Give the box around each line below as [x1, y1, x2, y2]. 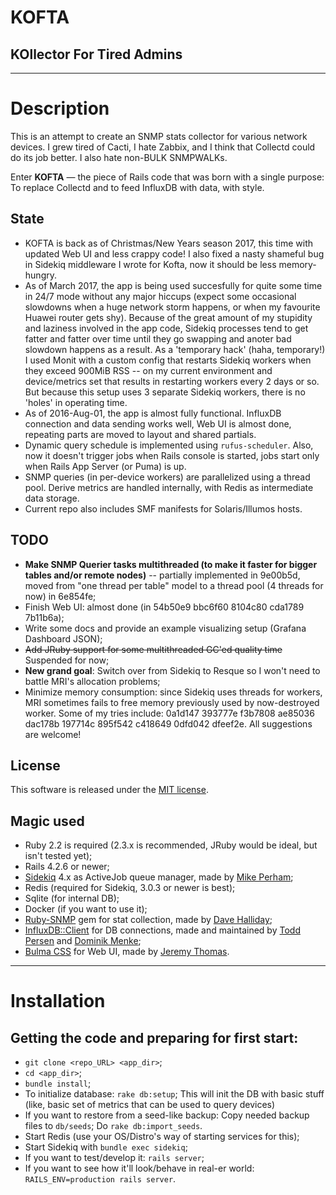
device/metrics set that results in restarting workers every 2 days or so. [24, 375, 320, 387]
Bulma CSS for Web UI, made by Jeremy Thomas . [24, 946, 230, 958]
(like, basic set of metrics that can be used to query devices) [24, 1099, 276, 1111]
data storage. [24, 492, 80, 504]
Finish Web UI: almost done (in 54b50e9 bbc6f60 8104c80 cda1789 [24, 601, 305, 613]
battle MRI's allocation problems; [24, 675, 161, 687]
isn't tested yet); [24, 850, 93, 862]
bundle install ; [24, 1077, 92, 1090]
